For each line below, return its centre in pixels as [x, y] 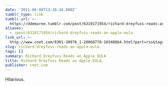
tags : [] [14, 51]
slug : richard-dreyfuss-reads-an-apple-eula [52, 47]
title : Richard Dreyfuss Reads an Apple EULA [53, 61]
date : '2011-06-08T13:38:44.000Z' [41, 10]
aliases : [14, 28]
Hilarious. [15, 80]
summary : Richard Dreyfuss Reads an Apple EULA [56, 56]
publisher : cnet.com [27, 65]
